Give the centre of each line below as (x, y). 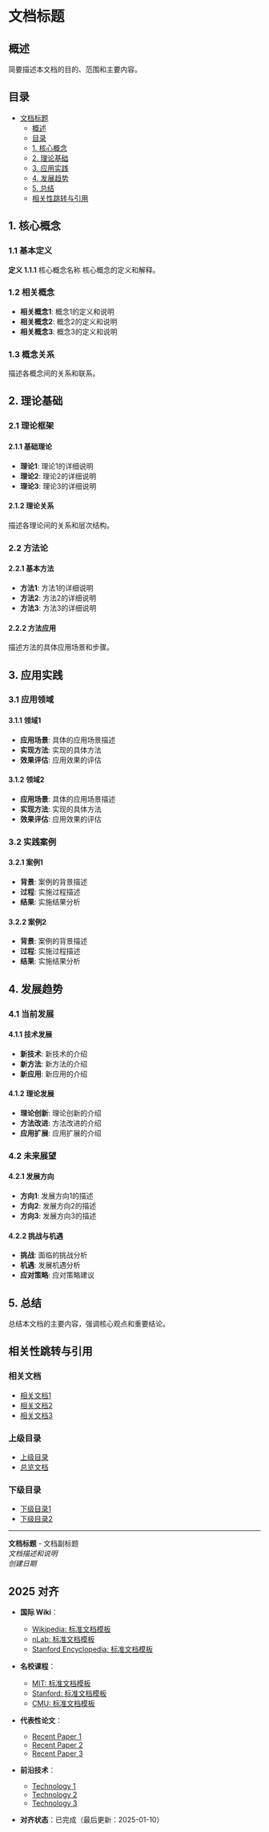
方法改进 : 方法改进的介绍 (60, 1123)
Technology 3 (54, 1803)
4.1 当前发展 (31, 1013)
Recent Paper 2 (57, 1745)
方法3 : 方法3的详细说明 (58, 607)
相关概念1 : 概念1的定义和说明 (67, 311)
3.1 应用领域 (31, 700)
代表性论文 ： (41, 1720)
